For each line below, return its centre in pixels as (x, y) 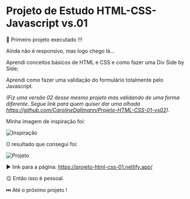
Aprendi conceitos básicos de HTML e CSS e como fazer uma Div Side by (95, 62)
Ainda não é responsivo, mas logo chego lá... (60, 50)
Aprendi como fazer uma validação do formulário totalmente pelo (85, 80)
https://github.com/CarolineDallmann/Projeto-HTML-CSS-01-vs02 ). (88, 110)
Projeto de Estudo (50, 11)
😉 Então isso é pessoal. (35, 178)
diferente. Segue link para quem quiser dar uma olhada (73, 103)
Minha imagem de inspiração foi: (45, 121)
